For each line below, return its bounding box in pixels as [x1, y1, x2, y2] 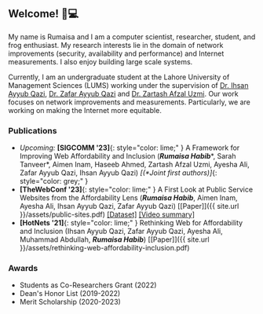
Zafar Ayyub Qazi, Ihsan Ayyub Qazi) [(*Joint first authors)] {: [19, 168, 217, 177]
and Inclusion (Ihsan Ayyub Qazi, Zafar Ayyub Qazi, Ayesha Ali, [19, 227, 224, 236]
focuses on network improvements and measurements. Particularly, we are [8, 97, 251, 107]
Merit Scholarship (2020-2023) [19, 298, 122, 307]
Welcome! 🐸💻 [8, 7, 79, 20]
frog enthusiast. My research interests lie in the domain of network [8, 40, 224, 49]
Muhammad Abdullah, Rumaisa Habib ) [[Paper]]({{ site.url [19, 235, 210, 244]
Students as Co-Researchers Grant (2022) [19, 280, 157, 290]
